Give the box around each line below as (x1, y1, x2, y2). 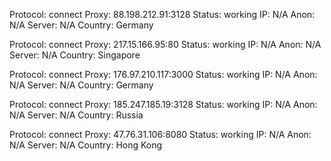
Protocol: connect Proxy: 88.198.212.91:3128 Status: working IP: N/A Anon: (9, 9, 316, 20)
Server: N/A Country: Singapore (9, 49, 141, 61)
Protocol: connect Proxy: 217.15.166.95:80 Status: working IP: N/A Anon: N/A (9, 39, 322, 50)
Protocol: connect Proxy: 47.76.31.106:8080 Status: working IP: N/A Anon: (9, 129, 312, 140)
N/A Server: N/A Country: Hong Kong (9, 139, 163, 151)
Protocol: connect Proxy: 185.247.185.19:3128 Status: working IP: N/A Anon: (9, 99, 318, 110)
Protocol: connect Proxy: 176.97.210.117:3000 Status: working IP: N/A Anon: (9, 69, 318, 80)
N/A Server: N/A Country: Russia (9, 109, 144, 121)
